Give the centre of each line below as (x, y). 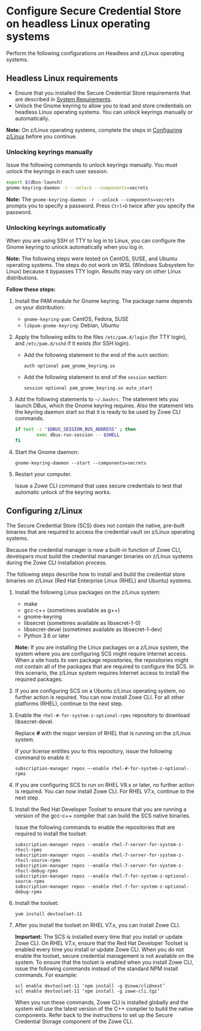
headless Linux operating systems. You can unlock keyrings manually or (104, 112)
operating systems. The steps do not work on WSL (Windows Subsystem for (100, 265)
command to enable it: (42, 758)
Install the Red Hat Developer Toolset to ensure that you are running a (100, 809)
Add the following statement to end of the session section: (96, 377)
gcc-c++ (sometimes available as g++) (72, 610)
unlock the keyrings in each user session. (57, 172)
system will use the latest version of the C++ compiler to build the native (104, 1008)
